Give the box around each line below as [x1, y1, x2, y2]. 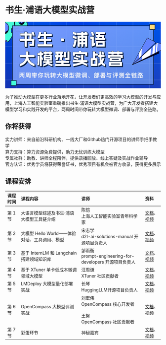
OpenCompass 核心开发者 [81, 301, 135, 307]
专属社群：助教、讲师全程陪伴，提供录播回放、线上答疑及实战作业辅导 [5, 155, 148, 161]
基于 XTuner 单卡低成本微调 [20, 267, 77, 273]
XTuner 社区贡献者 [81, 273, 119, 279]
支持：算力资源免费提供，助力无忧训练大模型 [13, 148, 105, 154]
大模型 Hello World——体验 [20, 230, 77, 236]
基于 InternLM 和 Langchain [20, 250, 77, 256]
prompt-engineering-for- [81, 253, 135, 259]
